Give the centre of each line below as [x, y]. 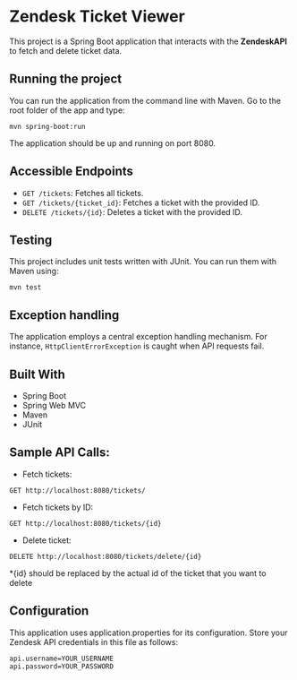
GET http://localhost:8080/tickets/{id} [86, 523]
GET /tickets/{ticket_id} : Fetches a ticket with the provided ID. [141, 202]
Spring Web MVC [54, 405]
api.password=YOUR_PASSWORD [62, 666]
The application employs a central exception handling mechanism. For [139, 337]
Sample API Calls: [59, 453]
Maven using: [34, 271]
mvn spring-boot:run [48, 126]
